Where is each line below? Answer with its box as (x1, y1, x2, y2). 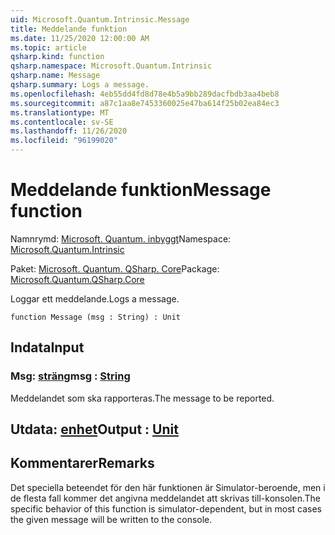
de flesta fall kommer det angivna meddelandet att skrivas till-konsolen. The (10, 492, 321, 504)
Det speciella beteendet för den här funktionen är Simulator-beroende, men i (10, 481, 326, 493)
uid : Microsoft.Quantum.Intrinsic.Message (10, 14, 190, 25)
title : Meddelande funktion (10, 24, 128, 34)
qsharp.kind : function (10, 52, 105, 62)
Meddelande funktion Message (10, 179, 272, 201)
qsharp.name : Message (10, 71, 101, 81)
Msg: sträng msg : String (10, 369, 131, 383)
